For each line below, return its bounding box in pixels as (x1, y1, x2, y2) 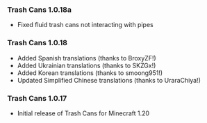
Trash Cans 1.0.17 (7, 93, 67, 103)
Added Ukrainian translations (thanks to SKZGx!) (17, 61, 156, 69)
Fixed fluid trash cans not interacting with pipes (17, 21, 154, 29)
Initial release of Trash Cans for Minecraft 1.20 (17, 109, 150, 117)
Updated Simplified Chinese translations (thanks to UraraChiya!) (17, 76, 201, 84)
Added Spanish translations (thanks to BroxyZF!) (17, 54, 156, 62)
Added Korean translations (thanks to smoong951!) (17, 68, 163, 77)
